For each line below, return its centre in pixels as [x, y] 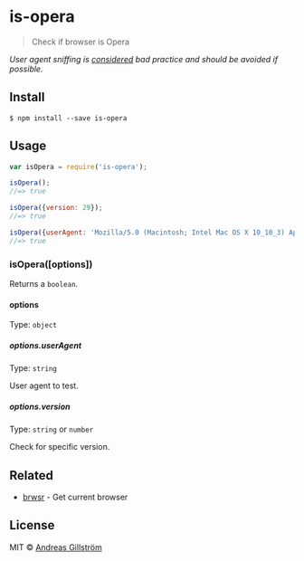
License [32, 525]
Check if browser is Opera [80, 42]
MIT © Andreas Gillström [56, 547]
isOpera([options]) [51, 264]
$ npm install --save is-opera [68, 118]
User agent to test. [44, 385]
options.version [40, 406]
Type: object [33, 325]
